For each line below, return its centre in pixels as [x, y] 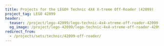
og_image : [19, 27]
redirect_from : [20, 32]
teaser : [17, 23]
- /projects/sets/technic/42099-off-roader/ [55, 36]
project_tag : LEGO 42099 [30, 14]
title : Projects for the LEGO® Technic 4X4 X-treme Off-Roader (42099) [79, 9]
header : [13, 18]
